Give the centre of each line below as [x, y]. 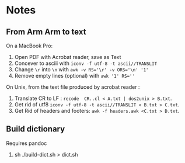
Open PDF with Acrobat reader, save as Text [68, 57]
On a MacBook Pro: [29, 46]
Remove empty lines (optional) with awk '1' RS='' [75, 76]
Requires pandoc [27, 143]
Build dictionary [36, 129]
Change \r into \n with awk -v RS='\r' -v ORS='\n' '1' [81, 70]
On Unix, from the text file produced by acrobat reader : [73, 87]
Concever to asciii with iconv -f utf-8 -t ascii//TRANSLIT [86, 63]
